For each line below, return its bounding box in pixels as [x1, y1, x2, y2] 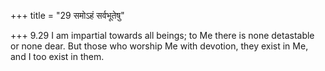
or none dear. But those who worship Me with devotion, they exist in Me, [10, 40, 309, 52]
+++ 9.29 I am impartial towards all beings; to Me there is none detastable [10, 30, 315, 41]
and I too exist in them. [10, 51, 105, 62]
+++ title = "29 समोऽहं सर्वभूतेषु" [10, 10, 125, 21]
